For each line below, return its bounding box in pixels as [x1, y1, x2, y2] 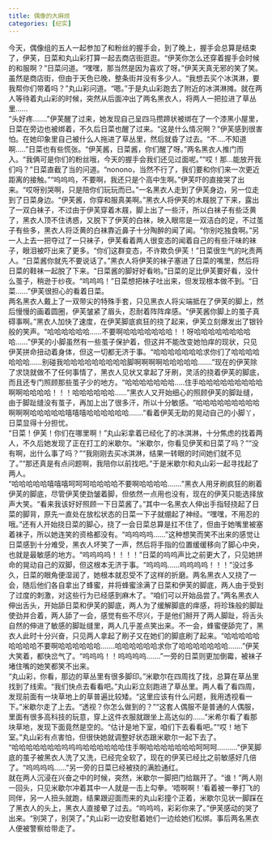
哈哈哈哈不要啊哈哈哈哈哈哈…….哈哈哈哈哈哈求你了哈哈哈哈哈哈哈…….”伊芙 [8, 641, 260, 650]
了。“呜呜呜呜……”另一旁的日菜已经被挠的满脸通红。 [8, 762, 183, 772]
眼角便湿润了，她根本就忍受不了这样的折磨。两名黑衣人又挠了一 [43, 569, 257, 580]
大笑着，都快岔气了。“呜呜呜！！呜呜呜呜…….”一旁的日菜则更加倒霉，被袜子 [8, 650, 263, 661]
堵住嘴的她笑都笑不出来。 [8, 661, 94, 671]
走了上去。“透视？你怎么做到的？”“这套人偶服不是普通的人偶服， [43, 702, 259, 711]
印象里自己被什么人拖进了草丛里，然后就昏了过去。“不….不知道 [36, 134, 247, 144]
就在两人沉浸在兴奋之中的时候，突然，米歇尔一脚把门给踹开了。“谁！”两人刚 [8, 772, 263, 783]
